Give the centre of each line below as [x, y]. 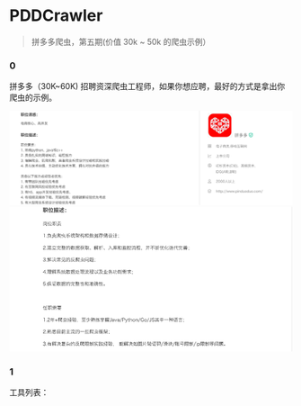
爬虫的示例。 [33, 98]
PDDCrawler [56, 16]
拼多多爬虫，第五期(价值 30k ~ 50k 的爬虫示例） [121, 41]
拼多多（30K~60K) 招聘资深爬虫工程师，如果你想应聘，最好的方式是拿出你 [147, 86]
